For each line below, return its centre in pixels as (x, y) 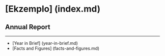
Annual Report (28, 27)
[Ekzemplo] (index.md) (53, 9)
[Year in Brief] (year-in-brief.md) (45, 43)
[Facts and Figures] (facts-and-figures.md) (56, 48)
